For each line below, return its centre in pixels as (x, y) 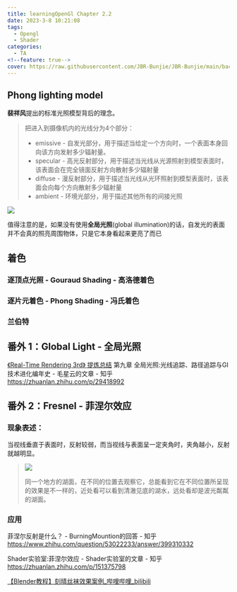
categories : (25, 47)
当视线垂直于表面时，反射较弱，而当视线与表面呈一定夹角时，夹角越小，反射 (119, 445)
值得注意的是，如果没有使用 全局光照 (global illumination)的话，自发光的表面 (116, 224)
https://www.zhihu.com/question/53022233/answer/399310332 (101, 544)
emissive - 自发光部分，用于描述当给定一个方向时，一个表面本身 (128, 143)
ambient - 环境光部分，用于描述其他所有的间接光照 (109, 196)
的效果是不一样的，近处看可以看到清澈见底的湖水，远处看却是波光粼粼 (127, 491)
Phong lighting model (55, 95)
